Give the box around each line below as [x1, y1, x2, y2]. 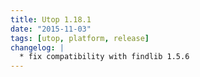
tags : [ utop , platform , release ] [10, 33, 150, 43]
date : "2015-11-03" [10, 24, 92, 34]
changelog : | [10, 42, 65, 53]
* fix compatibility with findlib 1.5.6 [19, 52, 190, 62]
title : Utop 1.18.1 [10, 14, 92, 25]
